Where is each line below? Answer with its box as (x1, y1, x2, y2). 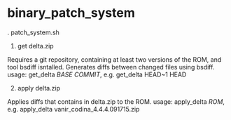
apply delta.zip (17, 84, 61, 92)
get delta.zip (17, 41, 54, 50)
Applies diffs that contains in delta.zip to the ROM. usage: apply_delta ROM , (7, 97, 225, 106)
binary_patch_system (7, 5, 135, 21)
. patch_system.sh (7, 28, 59, 36)
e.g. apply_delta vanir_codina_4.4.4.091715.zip (7, 105, 140, 113)
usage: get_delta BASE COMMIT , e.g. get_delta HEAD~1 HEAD (7, 70, 187, 79)
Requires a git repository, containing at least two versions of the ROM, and (7, 55, 222, 64)
